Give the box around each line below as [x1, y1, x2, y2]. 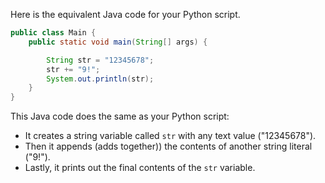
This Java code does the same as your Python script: [10, 110, 230, 123]
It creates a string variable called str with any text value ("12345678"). [24, 130, 317, 142]
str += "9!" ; [46, 64, 101, 74]
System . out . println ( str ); [46, 74, 155, 84]
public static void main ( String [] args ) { [28, 37, 208, 47]
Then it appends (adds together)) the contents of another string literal [24, 140, 313, 153]
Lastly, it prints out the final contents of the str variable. [24, 162, 256, 174]
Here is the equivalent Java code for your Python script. [10, 9, 241, 20]
